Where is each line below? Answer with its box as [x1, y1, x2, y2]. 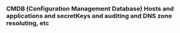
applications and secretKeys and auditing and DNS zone [6, 12, 172, 20]
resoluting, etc [6, 19, 49, 27]
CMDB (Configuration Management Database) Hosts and [6, 5, 174, 13]
